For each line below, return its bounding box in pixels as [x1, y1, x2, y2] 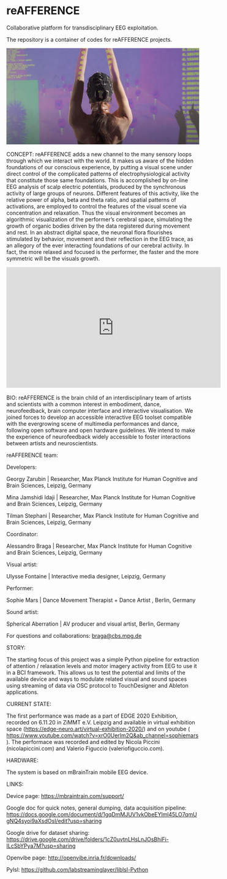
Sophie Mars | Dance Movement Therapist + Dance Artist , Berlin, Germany [6, 596, 196, 604]
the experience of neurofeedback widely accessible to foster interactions [6, 433, 191, 440]
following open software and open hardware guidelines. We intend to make [6, 427, 196, 434]
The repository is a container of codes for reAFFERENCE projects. [6, 36, 173, 43]
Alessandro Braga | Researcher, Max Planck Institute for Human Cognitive [6, 542, 192, 550]
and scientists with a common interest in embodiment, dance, [6, 401, 162, 408]
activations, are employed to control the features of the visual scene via [6, 203, 187, 210]
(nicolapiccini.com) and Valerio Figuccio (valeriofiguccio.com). [6, 745, 165, 752]
